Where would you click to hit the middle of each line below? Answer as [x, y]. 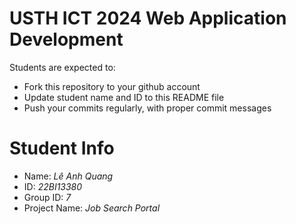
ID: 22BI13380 [53, 186]
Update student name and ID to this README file [124, 97]
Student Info [62, 148]
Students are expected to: [62, 67]
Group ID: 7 [47, 197]
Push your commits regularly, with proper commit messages [147, 108]
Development [66, 39]
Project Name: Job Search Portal [92, 208]
